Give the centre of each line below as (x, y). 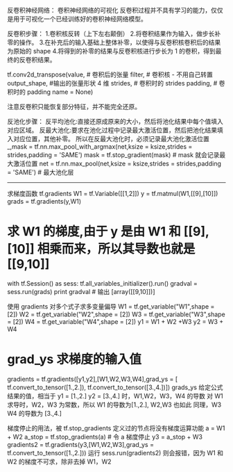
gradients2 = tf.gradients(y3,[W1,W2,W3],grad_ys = (81, 444)
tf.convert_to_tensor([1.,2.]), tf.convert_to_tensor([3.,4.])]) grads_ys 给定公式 (115, 387)
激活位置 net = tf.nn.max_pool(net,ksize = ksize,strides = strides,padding (117, 163)
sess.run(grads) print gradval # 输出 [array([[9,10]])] (81, 291)
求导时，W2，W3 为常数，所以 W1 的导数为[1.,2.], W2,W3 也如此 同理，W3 (114, 405)
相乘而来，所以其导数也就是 (116, 249)
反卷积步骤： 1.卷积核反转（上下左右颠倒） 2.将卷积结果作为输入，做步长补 (114, 34)
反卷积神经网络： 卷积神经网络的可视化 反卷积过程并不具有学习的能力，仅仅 (115, 10)
